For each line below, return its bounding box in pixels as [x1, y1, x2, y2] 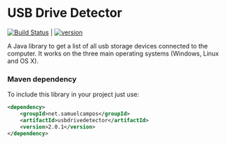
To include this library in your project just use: [7, 90, 140, 99]
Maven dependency [7, 74, 77, 84]
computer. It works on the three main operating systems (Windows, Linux [7, 49, 219, 58]
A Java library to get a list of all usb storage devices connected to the [7, 41, 208, 50]
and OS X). [7, 56, 39, 65]
